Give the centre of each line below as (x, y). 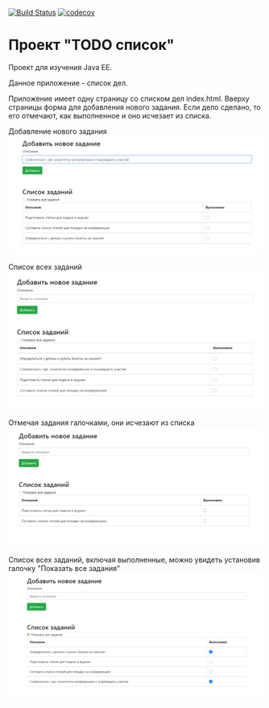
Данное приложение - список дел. (68, 83)
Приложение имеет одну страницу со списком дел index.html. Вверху (129, 98)
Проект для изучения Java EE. (60, 67)
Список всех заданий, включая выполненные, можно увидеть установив (134, 560)
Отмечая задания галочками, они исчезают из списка (101, 423)
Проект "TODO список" (91, 45)
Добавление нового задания (58, 131)
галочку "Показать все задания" (64, 568)
